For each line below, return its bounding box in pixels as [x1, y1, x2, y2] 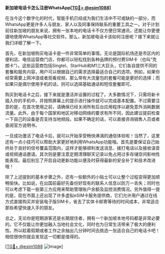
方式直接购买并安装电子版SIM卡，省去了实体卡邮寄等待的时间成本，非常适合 [5, 199, 160, 204]
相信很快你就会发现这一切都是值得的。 [5, 234, 82, 239]
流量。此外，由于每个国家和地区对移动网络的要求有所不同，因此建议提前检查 [5, 110, 160, 116]
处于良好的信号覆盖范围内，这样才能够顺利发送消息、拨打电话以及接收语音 [9, 145, 160, 151]
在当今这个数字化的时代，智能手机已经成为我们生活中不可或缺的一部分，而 [5, 15, 156, 21]
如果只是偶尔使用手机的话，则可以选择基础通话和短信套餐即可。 [5, 81, 134, 87]
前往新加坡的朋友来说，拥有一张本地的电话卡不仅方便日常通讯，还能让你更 [5, 28, 156, 33]
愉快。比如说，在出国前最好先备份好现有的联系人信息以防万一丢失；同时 [9, 180, 156, 186]
